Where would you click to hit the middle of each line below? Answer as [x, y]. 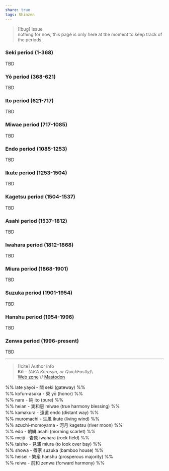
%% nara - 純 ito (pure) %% [34, 400]
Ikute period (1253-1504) [36, 173]
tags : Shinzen [20, 15]
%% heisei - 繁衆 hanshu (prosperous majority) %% [59, 457]
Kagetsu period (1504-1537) [40, 197]
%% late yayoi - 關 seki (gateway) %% [45, 387]
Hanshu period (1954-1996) [40, 317]
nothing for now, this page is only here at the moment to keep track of [90, 34]
